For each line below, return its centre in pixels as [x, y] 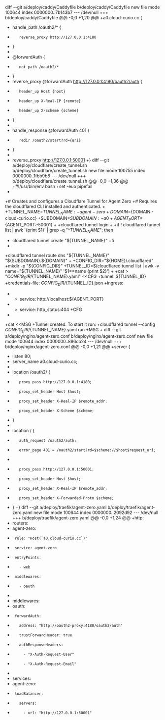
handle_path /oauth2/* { [37, 27]
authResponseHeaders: [41, 645]
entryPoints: [28, 557]
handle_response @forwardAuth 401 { [51, 130]
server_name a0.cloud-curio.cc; [45, 361]
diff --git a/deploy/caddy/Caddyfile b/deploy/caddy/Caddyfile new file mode [82, 7]
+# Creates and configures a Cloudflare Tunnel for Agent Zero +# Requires [81, 201]
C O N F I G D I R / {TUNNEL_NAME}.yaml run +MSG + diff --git [63, 330]
